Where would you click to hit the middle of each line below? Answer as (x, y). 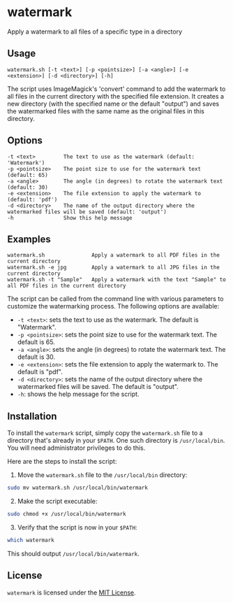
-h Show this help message (70, 218)
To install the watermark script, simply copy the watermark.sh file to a (105, 433)
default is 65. (36, 342)
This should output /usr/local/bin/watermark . (73, 553)
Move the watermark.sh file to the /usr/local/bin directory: (102, 475)
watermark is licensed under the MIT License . (72, 593)
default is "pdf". (40, 372)
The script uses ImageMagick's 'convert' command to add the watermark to (116, 89)
